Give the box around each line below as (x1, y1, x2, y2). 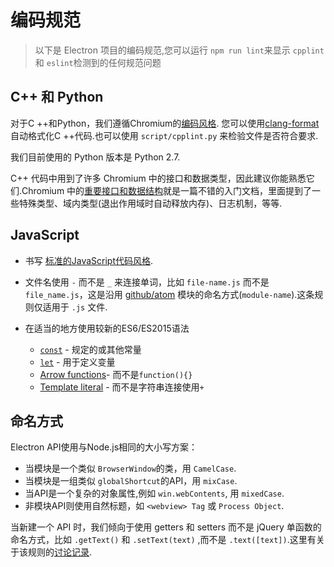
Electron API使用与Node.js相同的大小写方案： (10, 441, 198, 453)
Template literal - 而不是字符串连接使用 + (39, 381, 205, 393)
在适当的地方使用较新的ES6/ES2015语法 (24, 322, 190, 334)
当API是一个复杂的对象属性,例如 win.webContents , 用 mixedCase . (24, 487, 285, 500)
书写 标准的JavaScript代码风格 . (24, 254, 154, 266)
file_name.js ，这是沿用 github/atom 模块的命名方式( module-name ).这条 (24, 288, 315, 300)
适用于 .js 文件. (42, 301, 108, 313)
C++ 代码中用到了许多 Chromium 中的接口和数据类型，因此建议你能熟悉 (10, 172, 307, 184)
